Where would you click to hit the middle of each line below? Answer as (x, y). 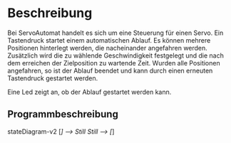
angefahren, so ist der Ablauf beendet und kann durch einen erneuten (110, 70)
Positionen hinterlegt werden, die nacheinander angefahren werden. (108, 48)
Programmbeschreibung (63, 114)
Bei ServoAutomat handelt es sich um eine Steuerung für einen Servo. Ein (115, 33)
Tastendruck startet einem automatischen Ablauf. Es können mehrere (109, 40)
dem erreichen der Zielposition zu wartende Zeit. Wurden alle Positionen (114, 63)
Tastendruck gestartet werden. (53, 78)
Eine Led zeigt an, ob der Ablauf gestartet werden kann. (89, 92)
